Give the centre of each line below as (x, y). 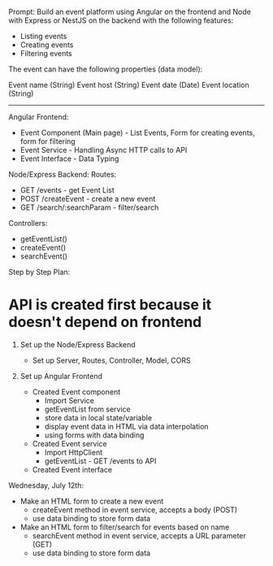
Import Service (69, 400)
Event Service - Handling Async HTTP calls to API (104, 150)
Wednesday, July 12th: (46, 485)
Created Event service (69, 443)
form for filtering (48, 141)
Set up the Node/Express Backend (78, 344)
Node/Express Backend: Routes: (63, 174)
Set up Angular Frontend (61, 376)
